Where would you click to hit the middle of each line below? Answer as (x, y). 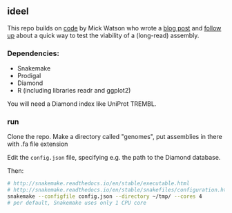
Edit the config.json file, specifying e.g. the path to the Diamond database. (114, 158)
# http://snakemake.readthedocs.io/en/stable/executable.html (98, 184)
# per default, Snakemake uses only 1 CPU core (77, 203)
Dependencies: (33, 53)
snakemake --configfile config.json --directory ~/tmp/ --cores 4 (105, 196)
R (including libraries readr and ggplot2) (74, 91)
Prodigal (29, 76)
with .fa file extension (38, 144)
